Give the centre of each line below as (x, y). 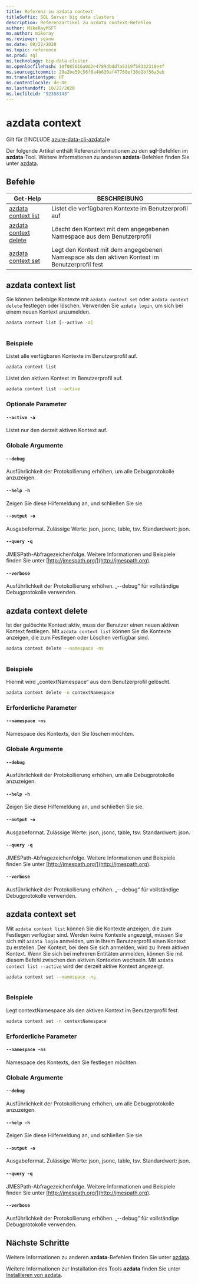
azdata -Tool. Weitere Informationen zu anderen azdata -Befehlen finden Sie (98, 157)
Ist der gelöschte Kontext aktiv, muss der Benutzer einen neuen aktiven (93, 625)
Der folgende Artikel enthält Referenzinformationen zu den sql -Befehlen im (97, 150)
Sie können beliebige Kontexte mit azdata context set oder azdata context (98, 299)
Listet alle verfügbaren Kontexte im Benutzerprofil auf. (72, 356)
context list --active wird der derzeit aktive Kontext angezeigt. (85, 966)
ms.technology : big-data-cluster (47, 61)
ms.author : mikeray (30, 34)
